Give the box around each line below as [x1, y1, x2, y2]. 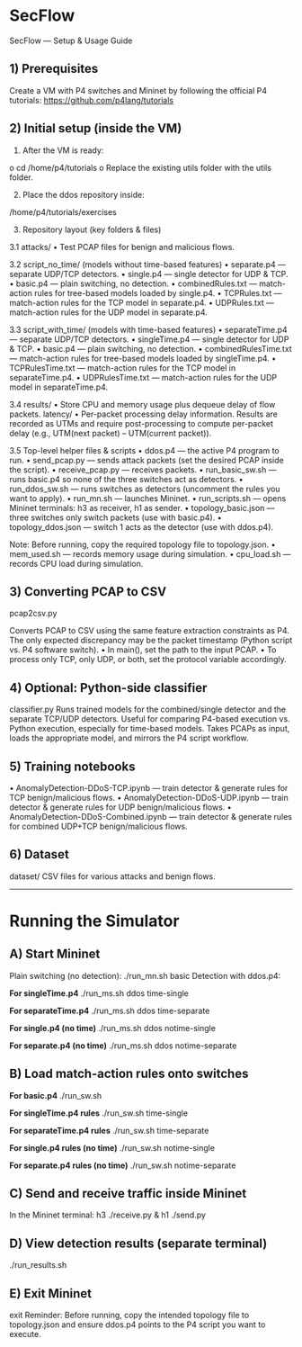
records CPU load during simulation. [9, 558, 144, 569]
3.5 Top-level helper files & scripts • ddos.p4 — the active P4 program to [9, 445, 280, 455]
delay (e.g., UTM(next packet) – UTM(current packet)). [9, 427, 212, 438]
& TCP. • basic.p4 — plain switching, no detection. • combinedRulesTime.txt [9, 343, 292, 354]
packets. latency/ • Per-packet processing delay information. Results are [9, 409, 279, 419]
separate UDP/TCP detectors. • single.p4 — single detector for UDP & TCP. [9, 268, 289, 279]
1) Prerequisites [9, 61, 99, 76]
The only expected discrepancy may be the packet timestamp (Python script [9, 635, 293, 646]
